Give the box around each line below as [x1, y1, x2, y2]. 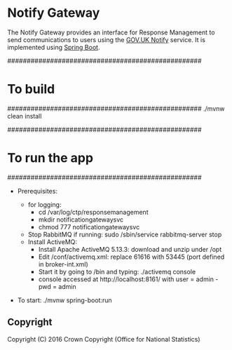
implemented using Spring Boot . [7, 43, 100, 51]
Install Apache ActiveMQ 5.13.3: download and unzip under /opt [38, 245, 222, 253]
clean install [7, 112, 42, 120]
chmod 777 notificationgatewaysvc [38, 222, 140, 231]
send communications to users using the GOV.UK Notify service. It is [7, 35, 205, 43]
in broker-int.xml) [38, 260, 89, 268]
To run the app [7, 150, 93, 166]
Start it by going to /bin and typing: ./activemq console [38, 267, 196, 276]
